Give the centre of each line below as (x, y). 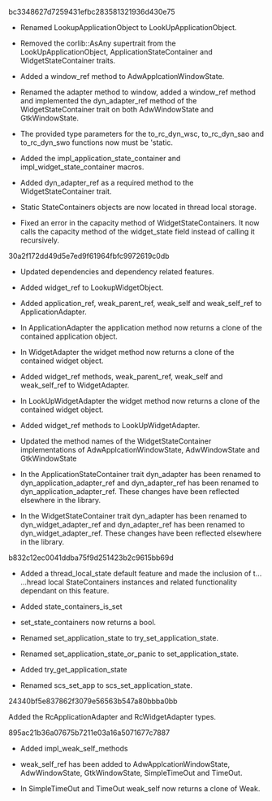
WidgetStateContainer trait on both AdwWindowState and (117, 109)
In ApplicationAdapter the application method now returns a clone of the (141, 328)
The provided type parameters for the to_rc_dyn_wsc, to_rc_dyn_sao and (142, 134)
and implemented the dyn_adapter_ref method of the (108, 101)
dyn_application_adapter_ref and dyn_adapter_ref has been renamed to (140, 483)
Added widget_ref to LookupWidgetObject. (92, 287)
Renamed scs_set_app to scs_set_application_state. (106, 685)
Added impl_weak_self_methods (74, 748)
